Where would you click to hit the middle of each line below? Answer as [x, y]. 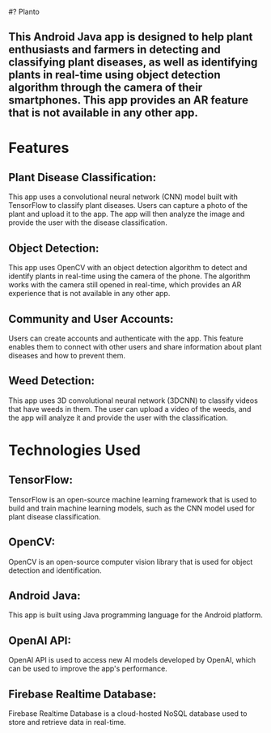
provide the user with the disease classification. [88, 222]
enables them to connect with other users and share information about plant [135, 347]
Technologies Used [75, 450]
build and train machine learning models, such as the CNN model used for [131, 508]
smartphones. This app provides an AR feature [129, 100]
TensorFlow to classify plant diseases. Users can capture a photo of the [128, 205]
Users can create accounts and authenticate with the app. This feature [126, 338]
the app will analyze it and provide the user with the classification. [118, 417]
